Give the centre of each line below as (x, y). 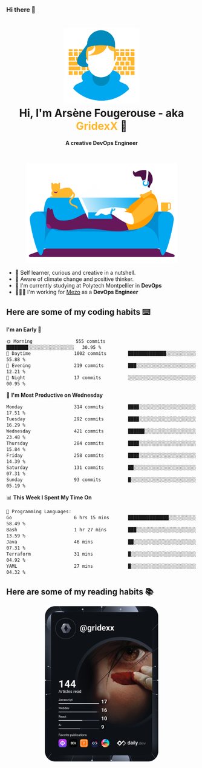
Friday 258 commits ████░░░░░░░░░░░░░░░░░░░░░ (101, 456)
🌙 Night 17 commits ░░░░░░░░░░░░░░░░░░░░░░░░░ (101, 378)
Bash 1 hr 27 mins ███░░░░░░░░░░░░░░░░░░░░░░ (101, 530)
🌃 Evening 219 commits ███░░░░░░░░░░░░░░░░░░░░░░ (101, 366)
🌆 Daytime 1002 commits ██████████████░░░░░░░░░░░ (101, 354)
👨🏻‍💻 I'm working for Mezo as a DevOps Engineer (77, 292)
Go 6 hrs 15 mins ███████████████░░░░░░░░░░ (101, 518)
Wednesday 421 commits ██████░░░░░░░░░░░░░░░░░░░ (101, 431)
